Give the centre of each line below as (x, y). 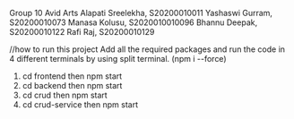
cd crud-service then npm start (80, 105)
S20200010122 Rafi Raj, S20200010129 (82, 32)
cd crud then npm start (65, 95)
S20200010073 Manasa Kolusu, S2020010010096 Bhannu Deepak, (134, 22)
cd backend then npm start (72, 85)
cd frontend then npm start (72, 76)
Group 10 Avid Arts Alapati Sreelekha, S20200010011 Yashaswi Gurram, (141, 13)
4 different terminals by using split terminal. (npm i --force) (118, 59)
